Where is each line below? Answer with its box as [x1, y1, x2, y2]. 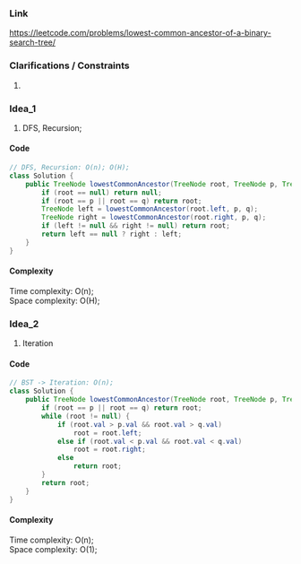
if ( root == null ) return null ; [41, 187, 163, 197]
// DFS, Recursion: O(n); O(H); [9, 163, 130, 172]
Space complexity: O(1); [9, 543, 98, 554]
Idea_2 [9, 317, 39, 330]
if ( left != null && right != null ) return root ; [41, 221, 230, 230]
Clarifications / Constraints [9, 59, 130, 72]
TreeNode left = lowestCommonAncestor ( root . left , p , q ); [41, 204, 258, 213]
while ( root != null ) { [41, 412, 130, 421]
